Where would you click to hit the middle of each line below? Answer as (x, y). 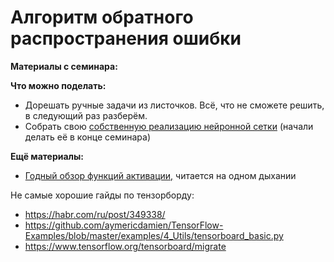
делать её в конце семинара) (88, 137)
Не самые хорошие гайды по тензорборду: (102, 195)
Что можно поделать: (58, 85)
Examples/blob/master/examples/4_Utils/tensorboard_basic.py (154, 235)
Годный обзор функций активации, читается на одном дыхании (160, 175)
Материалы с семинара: (64, 66)
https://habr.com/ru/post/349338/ (95, 214)
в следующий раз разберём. (86, 115)
